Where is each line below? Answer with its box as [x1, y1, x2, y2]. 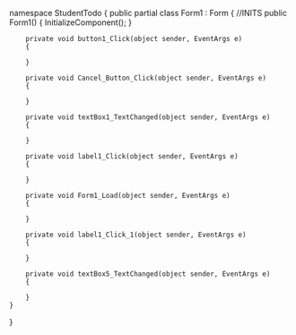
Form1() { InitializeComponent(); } [9, 17, 133, 28]
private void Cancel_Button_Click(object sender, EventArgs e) [25, 73, 267, 82]
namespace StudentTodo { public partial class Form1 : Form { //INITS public [9, 8, 287, 18]
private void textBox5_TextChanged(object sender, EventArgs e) [25, 270, 271, 279]
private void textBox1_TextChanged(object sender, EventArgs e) [25, 113, 271, 122]
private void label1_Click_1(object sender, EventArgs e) [25, 230, 247, 239]
